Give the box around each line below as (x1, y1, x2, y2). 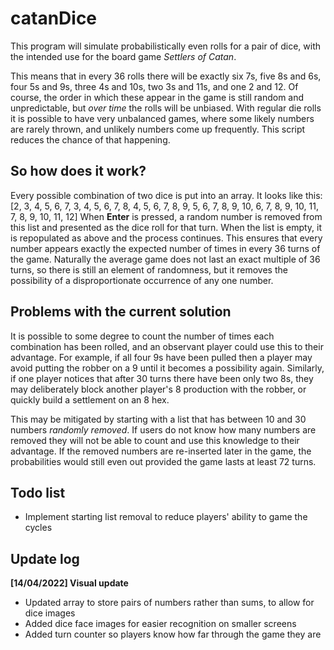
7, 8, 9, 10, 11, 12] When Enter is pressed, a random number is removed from (10, 210, 323, 222)
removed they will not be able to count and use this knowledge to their (10, 434, 300, 446)
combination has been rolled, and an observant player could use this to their (10, 340, 324, 352)
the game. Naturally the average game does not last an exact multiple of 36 (10, 253, 321, 265)
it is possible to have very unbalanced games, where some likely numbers (10, 112, 315, 124)
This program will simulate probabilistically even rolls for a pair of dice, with (10, 40, 322, 52)
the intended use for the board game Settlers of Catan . (10, 50, 237, 62)
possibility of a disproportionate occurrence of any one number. (10, 274, 274, 286)
